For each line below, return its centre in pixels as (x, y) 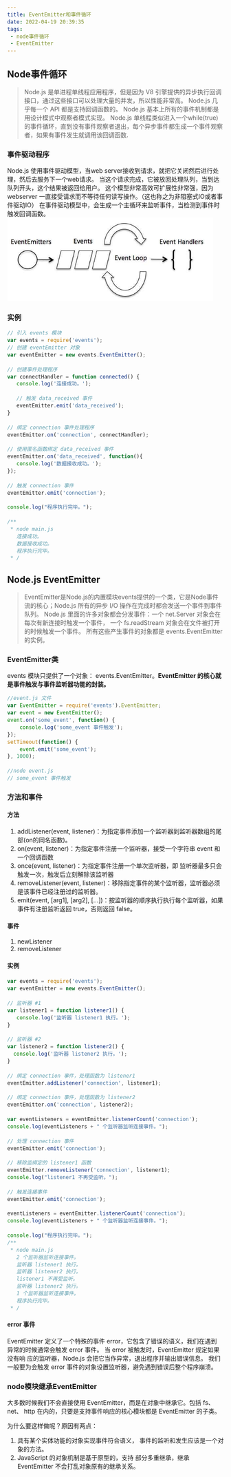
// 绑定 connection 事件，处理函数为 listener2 (71, 1098)
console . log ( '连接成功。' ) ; (54, 384)
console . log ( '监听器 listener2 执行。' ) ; (70, 1054)
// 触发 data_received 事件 (54, 399)
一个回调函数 (35, 857)
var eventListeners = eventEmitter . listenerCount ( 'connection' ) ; (102, 1119)
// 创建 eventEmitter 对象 (44, 348)
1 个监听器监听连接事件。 (47, 1294)
